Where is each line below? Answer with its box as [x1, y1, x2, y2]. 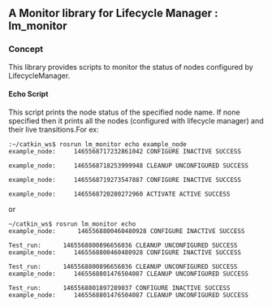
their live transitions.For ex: [8, 124, 99, 134]
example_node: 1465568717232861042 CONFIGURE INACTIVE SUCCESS [8, 147, 242, 155]
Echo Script [8, 89, 49, 99]
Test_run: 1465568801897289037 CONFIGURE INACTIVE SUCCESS [8, 283, 231, 292]
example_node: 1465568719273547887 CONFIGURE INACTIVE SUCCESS [8, 175, 242, 184]
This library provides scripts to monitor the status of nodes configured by [8, 62, 253, 71]
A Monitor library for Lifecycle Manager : [8, 6, 218, 20]
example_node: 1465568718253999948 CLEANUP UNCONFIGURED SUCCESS [8, 162, 249, 170]
